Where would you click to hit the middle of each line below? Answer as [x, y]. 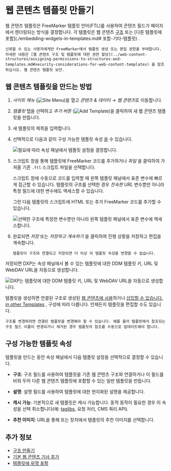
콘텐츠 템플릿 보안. [47, 70]
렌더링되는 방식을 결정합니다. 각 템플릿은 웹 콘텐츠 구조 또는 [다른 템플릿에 [88, 32]
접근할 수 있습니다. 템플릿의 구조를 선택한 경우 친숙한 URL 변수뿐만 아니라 [91, 184]
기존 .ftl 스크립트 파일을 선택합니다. [59, 167]
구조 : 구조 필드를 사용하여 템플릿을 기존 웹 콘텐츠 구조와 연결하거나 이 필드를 [88, 374]
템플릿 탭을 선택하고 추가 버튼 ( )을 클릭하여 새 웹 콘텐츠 [84, 111]
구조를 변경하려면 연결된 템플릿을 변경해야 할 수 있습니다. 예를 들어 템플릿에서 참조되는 [86, 321]
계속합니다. [24, 242]
